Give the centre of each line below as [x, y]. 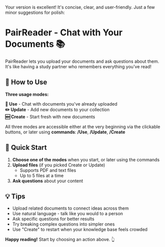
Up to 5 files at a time [41, 175]
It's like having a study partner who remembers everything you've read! [78, 66]
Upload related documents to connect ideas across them [71, 208]
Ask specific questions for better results [53, 219]
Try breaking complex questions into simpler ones [64, 224]
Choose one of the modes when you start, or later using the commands [86, 159]
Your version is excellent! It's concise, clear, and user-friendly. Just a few [80, 7]
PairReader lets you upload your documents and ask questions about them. [82, 61]
